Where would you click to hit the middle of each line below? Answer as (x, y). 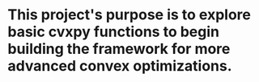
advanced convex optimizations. (120, 66)
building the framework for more (119, 49)
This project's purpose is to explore (129, 15)
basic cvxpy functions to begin (114, 32)
